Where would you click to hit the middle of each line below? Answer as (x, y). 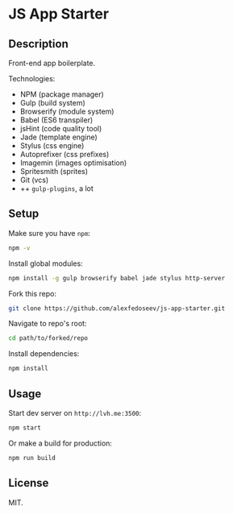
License (29, 483)
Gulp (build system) (53, 103)
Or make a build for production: (60, 443)
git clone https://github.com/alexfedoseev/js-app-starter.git (117, 308)
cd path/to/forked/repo (48, 338)
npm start (25, 428)
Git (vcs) (34, 180)
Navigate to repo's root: (48, 324)
